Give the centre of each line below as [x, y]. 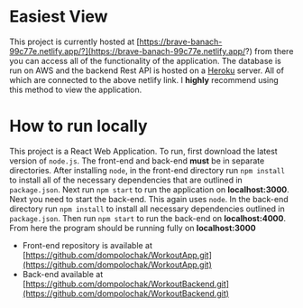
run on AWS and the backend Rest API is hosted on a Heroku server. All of [147, 70]
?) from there [269, 51]
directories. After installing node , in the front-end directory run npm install [147, 170]
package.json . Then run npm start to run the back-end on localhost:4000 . [148, 218]
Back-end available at [63, 274]
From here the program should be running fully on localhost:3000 [133, 228]
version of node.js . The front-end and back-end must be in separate [137, 161]
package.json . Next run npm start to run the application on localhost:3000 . [150, 189]
